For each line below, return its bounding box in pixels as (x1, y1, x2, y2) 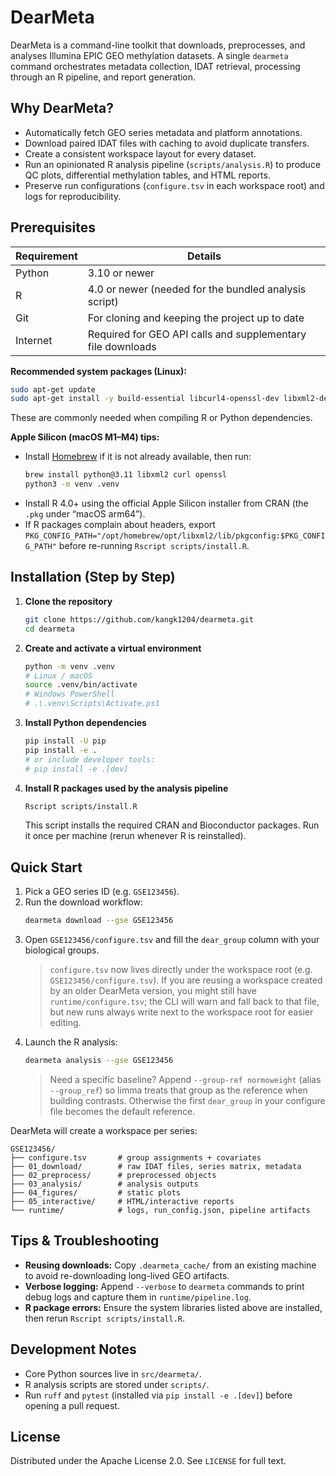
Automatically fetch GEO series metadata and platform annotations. (24, 126, 303, 138)
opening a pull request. (24, 1399, 120, 1411)
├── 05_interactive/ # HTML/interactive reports (10, 1196, 235, 1206)
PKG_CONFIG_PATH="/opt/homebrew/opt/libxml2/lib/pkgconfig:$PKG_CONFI (24, 531, 326, 541)
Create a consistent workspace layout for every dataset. (24, 147, 257, 160)
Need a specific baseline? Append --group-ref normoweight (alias (49, 1073, 322, 1085)
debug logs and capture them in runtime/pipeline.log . (24, 1291, 252, 1303)
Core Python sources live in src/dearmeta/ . (24, 1367, 202, 1380)
